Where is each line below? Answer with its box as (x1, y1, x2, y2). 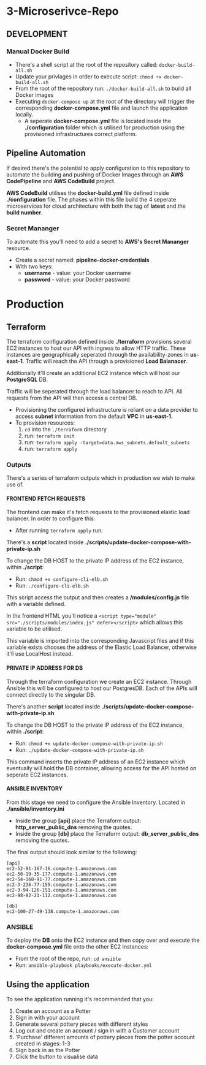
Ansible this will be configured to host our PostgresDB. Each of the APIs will (6, 684, 197, 692)
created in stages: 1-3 (15, 1040, 71, 1047)
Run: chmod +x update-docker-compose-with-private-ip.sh (15, 740, 164, 747)
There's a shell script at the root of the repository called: (15, 61, 158, 68)
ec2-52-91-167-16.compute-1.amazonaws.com (6, 865, 116, 871)
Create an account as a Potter (15, 1007, 91, 1015)
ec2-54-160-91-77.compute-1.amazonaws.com (6, 876, 116, 882)
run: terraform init (24, 432, 75, 439)
